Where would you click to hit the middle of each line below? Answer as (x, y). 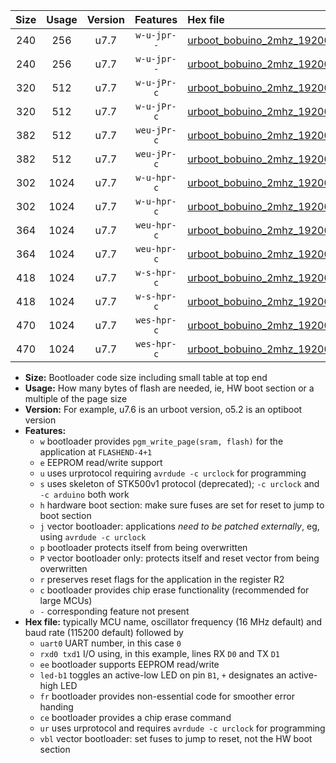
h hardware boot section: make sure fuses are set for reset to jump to (182, 505)
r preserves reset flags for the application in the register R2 (162, 579)
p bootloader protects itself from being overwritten (143, 547)
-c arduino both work (84, 494)
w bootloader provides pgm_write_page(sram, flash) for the (161, 441)
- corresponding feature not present (114, 611)
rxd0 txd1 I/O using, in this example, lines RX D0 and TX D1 (159, 653)
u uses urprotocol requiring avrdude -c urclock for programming (173, 473)
